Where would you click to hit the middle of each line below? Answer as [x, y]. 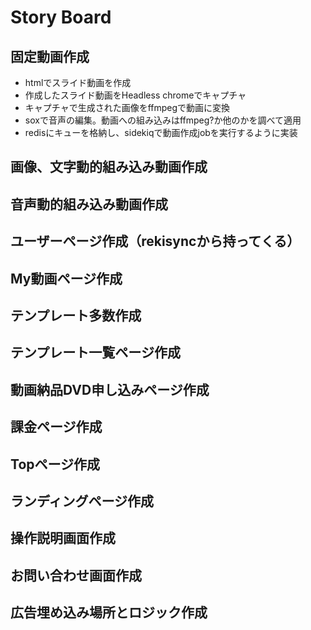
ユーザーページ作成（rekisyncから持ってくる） [155, 241]
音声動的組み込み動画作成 [89, 204]
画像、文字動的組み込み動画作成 [109, 167]
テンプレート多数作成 [76, 315]
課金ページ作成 [56, 427]
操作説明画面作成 [63, 538]
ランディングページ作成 [82, 501]
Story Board [61, 17]
